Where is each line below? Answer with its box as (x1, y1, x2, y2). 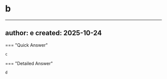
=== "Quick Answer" (5, 42, 48, 48)
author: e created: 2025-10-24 (5, 29, 102, 37)
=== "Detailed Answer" (5, 60, 53, 66)
